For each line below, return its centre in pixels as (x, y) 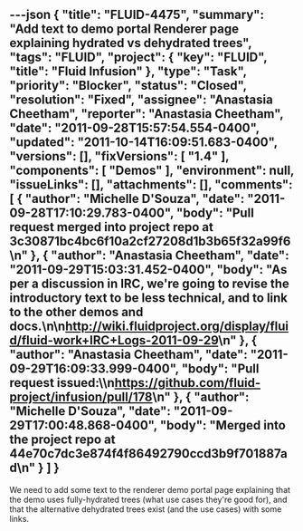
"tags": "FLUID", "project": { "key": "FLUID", (138, 58)
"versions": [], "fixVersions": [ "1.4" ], (119, 156)
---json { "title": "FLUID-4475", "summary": (137, 15)
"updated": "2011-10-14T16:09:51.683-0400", (143, 143)
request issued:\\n (62, 383)
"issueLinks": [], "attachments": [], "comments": (151, 185)
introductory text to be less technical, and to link (148, 298)
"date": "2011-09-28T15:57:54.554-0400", (134, 128)
